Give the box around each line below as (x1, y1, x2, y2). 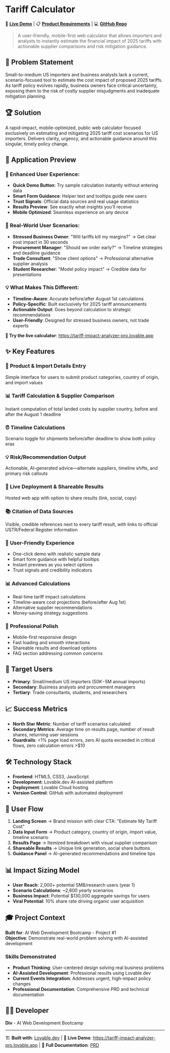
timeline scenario (12, 834, 49, 840)
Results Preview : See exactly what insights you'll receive (12, 204, 132, 210)
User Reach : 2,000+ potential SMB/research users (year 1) (12, 882, 135, 888)
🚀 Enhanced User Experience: (5, 170, 80, 177)
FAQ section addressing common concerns (12, 650, 103, 656)
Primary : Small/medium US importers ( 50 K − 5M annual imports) (12, 678, 146, 684)
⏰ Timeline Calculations (5, 424, 65, 431)
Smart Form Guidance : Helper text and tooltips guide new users (12, 193, 147, 199)
